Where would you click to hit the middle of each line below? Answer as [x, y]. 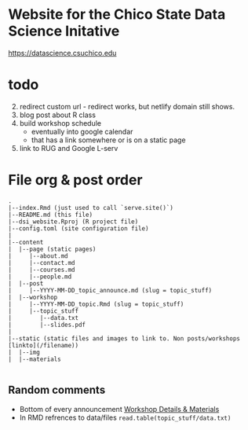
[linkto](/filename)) [44, 345]
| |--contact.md [42, 263]
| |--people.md [40, 277]
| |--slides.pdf [47, 325]
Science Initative [64, 31]
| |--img [24, 352]
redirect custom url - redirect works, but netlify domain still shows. [127, 106]
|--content [26, 242]
